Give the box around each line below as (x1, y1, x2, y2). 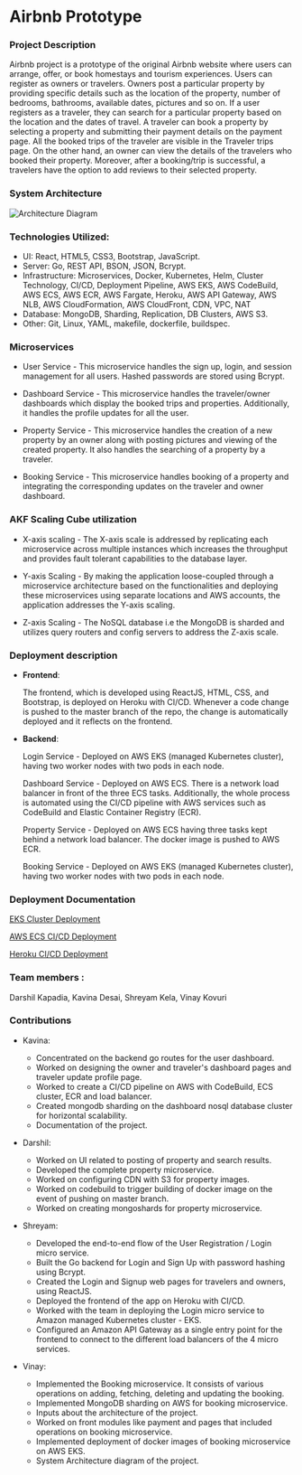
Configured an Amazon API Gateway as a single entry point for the (35, 1324, 283, 1335)
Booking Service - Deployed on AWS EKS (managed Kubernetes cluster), (22, 860, 294, 871)
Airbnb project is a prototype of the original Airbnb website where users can (9, 59, 292, 70)
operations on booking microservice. (35, 1426, 173, 1437)
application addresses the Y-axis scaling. (22, 599, 176, 610)
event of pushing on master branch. (35, 1193, 169, 1204)
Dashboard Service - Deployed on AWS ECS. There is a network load (22, 777, 279, 788)
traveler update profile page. (35, 1071, 142, 1082)
